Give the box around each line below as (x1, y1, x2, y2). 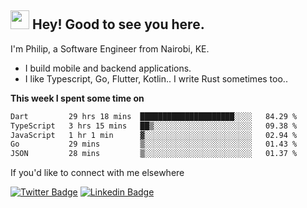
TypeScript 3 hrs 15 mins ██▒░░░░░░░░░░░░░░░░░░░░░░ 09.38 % (10, 121, 298, 131)
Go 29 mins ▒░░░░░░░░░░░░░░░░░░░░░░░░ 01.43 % (10, 139, 298, 150)
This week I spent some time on (10, 92, 145, 104)
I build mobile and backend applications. (24, 62, 192, 74)
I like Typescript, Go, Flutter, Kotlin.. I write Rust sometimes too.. (24, 72, 288, 85)
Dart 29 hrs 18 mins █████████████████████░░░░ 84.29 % (10, 111, 298, 121)
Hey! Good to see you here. (31, 16, 205, 33)
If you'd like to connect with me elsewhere (10, 167, 185, 179)
